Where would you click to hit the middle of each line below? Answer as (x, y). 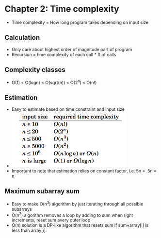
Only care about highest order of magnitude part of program (72, 49)
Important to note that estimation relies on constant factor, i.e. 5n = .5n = (84, 171)
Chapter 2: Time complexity (62, 9)
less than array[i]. (29, 230)
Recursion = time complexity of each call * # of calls (64, 54)
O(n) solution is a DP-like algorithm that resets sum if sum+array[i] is (80, 225)
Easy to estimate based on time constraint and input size (68, 109)
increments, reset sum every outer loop (51, 220)
